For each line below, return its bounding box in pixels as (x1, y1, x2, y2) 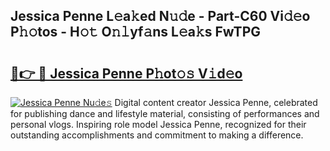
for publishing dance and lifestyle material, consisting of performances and (10, 108, 320, 119)
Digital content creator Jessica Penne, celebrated (114, 97, 318, 108)
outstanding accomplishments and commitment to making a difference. (10, 129, 304, 141)
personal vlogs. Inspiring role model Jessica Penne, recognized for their (10, 119, 307, 130)
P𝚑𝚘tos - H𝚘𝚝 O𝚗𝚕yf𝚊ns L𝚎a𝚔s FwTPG (10, 24, 261, 41)
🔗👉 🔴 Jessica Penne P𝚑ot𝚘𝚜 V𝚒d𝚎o (10, 65, 243, 82)
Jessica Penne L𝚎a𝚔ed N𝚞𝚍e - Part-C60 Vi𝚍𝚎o (10, 8, 311, 25)
